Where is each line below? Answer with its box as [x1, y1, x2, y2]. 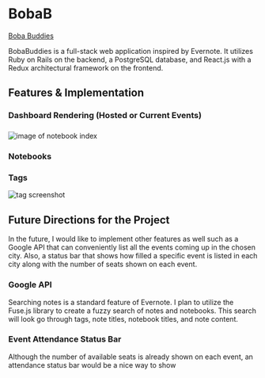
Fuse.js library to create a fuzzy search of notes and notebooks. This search [8, 306, 257, 315]
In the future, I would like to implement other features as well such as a [8, 235, 239, 244]
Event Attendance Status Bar [8, 334, 122, 345]
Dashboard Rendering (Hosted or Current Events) [8, 110, 202, 121]
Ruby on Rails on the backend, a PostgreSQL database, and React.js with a [8, 55, 252, 64]
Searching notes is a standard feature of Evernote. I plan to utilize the [8, 297, 234, 307]
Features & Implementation [8, 86, 145, 100]
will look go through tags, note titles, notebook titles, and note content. [8, 314, 239, 323]
